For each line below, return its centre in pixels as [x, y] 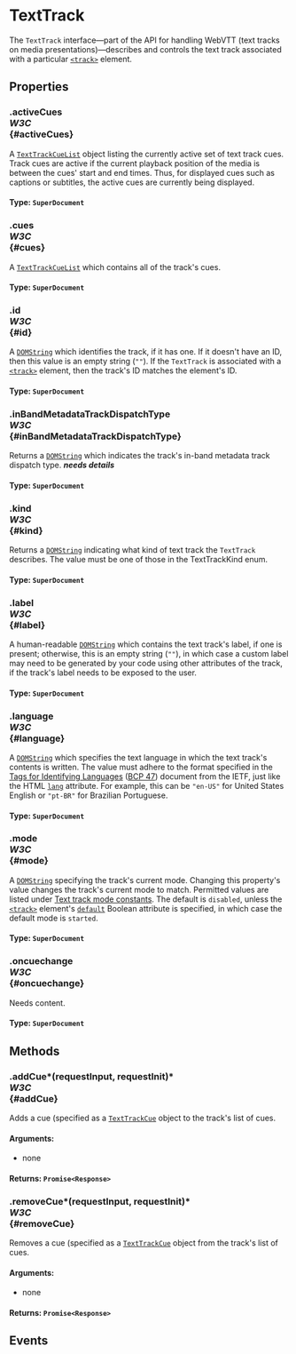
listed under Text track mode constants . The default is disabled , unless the [146, 899]
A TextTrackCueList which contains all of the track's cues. [115, 267]
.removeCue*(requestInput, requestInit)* [100, 1201]
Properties [39, 87]
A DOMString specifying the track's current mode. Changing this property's [145, 880]
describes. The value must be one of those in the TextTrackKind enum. [139, 560]
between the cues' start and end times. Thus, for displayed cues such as [142, 172]
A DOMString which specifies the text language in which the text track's [138, 757]
